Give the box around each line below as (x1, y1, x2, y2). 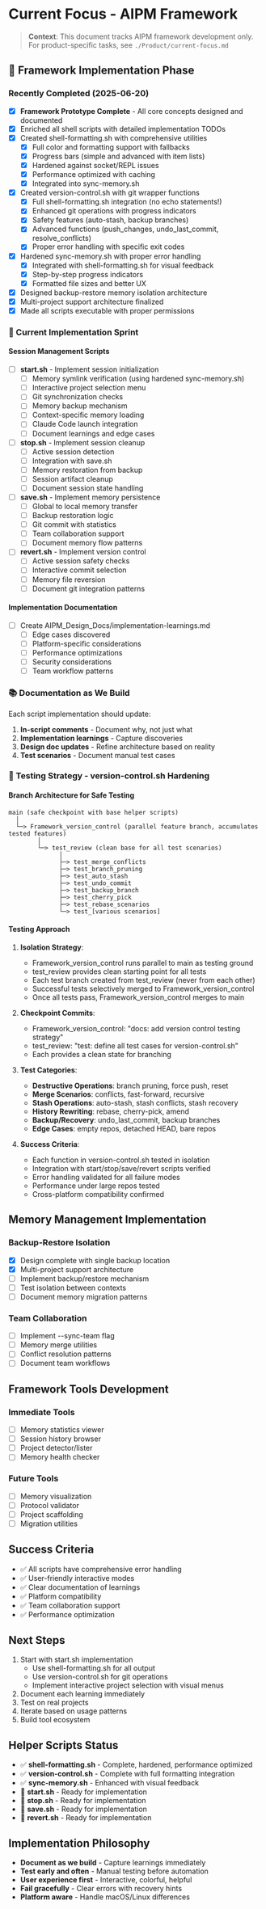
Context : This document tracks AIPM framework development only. (27, 32, 254, 41)
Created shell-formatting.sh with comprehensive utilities (19, 133, 208, 142)
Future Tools (8, 1473, 59, 1484)
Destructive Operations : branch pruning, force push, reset (32, 1081, 229, 1090)
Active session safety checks (32, 556, 130, 566)
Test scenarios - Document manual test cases (19, 750, 175, 760)
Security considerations (32, 657, 112, 667)
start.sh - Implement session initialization (19, 365, 159, 374)
